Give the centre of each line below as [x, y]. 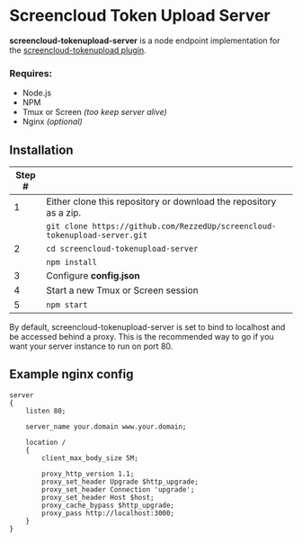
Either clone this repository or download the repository [161, 201]
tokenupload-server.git [97, 235]
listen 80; [46, 411]
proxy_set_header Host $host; [98, 497]
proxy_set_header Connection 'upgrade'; [118, 489]
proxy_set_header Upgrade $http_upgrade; [120, 482]
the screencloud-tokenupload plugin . [78, 49]
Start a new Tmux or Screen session [123, 290]
